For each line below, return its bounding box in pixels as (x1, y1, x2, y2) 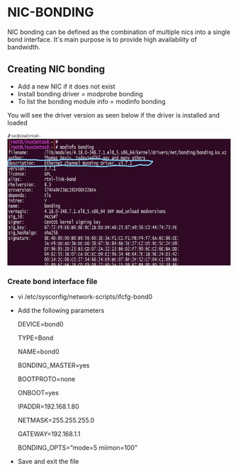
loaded (7, 118, 28, 127)
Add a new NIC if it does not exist (17, 82, 115, 91)
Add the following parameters (17, 306, 105, 315)
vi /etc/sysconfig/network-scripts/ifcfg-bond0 (17, 293, 153, 301)
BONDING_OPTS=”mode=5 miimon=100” (17, 443, 138, 452)
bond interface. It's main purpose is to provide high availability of (7, 35, 197, 43)
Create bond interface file (7, 276, 98, 286)
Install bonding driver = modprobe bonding (17, 89, 143, 98)
